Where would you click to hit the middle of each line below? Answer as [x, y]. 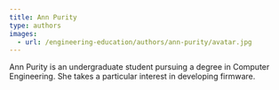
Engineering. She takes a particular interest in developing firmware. [132, 77]
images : [24, 34]
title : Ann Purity [43, 17]
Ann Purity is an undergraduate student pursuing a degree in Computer [139, 67]
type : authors [36, 26]
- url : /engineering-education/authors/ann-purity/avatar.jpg [135, 42]
